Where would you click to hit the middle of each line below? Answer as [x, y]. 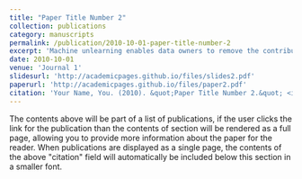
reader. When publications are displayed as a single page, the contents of [146, 147]
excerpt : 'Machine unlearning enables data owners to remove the [134, 51]
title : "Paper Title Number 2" [68, 18]
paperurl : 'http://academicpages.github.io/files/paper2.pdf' [128, 85]
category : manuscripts [52, 34]
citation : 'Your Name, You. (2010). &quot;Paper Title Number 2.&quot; [146, 93]
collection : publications [58, 26]
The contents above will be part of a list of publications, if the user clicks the [151, 119]
